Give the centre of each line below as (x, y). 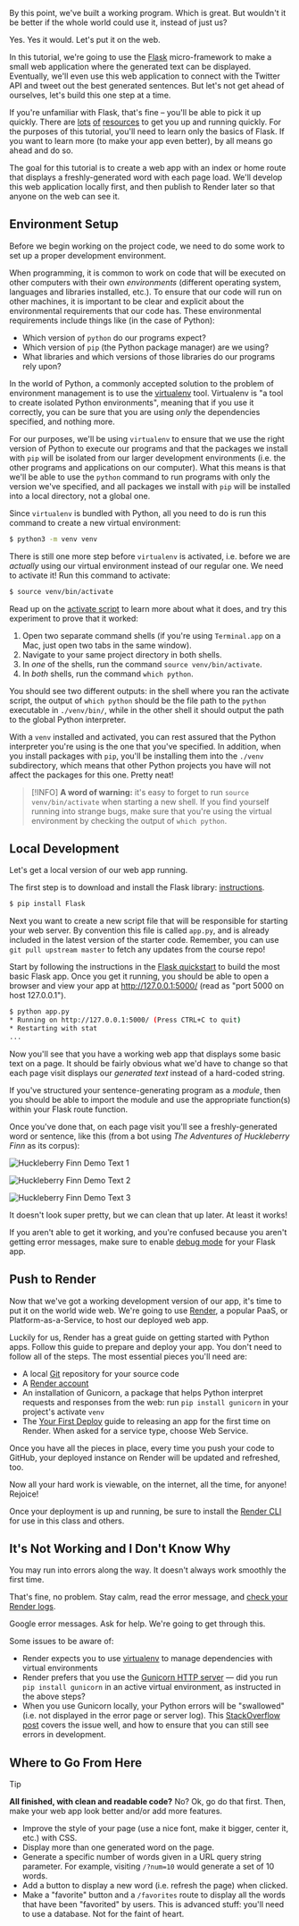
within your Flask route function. (68, 1109)
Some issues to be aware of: (62, 1642)
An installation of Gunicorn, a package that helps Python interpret (142, 1392)
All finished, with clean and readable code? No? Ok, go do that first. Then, (148, 1802)
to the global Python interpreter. (68, 719)
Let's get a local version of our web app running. (99, 870)
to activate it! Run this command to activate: (90, 575)
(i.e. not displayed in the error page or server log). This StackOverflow (151, 1716)
